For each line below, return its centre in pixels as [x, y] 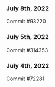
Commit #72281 [25, 79]
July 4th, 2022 [28, 65]
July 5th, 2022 [27, 37]
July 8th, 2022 [27, 8]
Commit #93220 [26, 22]
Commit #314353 [27, 50]
